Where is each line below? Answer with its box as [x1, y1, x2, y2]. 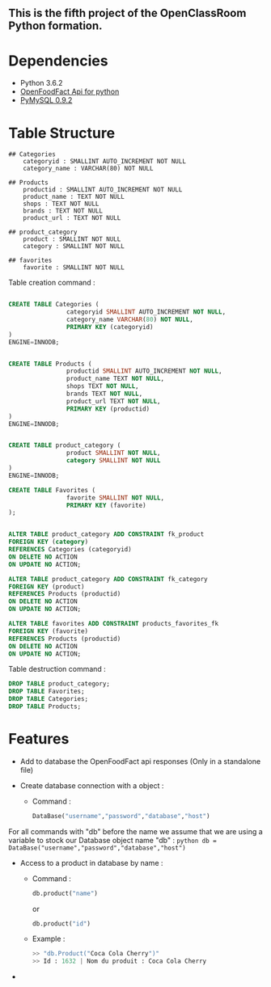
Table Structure [8, 124, 116, 142]
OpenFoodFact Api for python [19, 86, 120, 96]
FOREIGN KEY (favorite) [8, 626, 89, 635]
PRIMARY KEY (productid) [66, 404, 150, 413]
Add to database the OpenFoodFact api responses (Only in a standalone [19, 756, 261, 766]
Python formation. [8, 19, 103, 33]
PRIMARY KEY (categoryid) [66, 323, 154, 331]
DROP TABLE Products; [8, 702, 82, 711]
